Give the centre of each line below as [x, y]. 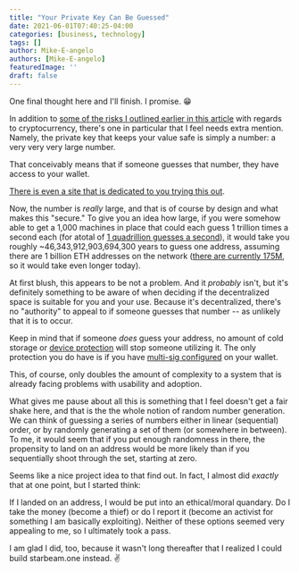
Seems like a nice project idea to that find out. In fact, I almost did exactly [144, 475]
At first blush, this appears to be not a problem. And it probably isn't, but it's [149, 282]
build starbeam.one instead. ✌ [65, 558]
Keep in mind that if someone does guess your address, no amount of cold [146, 338]
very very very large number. [62, 147]
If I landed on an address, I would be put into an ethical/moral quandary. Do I [150, 502]
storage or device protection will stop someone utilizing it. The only [133, 347]
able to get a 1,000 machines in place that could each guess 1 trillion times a [149, 227]
